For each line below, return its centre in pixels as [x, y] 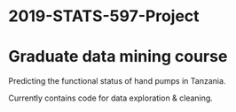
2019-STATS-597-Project [104, 16]
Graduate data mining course [118, 57]
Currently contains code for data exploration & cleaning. [111, 98]
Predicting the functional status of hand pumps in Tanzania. [117, 81]
